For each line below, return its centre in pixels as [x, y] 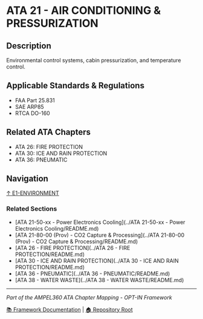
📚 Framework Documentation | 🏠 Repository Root [69, 309]
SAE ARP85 [29, 107]
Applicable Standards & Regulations [76, 86]
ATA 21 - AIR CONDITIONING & [84, 11]
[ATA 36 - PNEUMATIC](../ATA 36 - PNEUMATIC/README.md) [92, 274]
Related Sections [32, 209]
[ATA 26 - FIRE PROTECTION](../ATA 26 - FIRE [72, 248]
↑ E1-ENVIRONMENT [33, 193]
